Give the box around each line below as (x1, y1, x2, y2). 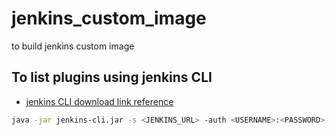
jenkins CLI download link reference (25, 95, 174, 107)
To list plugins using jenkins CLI (11, 69, 213, 86)
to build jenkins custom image (11, 40, 135, 52)
